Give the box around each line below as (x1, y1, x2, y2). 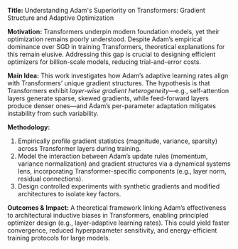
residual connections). (17, 174, 84, 183)
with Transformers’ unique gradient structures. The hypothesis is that (7, 79, 210, 88)
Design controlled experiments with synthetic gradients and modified (17, 182, 220, 191)
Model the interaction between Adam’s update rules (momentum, (17, 152, 208, 160)
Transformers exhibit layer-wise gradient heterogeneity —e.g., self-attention (7, 87, 229, 95)
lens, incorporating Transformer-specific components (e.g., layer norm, (17, 167, 227, 175)
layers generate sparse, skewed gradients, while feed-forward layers (7, 94, 210, 102)
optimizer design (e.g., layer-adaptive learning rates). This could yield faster (7, 218, 229, 227)
